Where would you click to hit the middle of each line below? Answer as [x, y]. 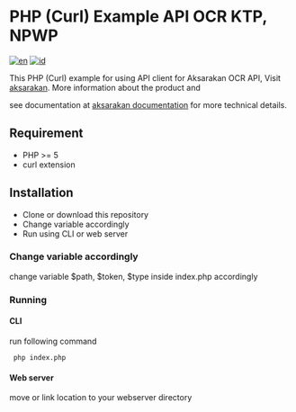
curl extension [49, 165]
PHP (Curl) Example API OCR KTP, [138, 17]
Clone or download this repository [85, 214]
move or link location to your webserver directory [101, 398]
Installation [41, 193]
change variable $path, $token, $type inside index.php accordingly [134, 276]
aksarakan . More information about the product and [105, 87]
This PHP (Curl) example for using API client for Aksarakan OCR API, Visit [145, 77]
